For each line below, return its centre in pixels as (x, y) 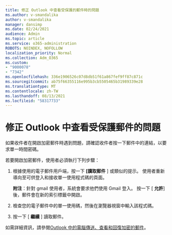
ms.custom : (17, 63)
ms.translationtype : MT (31, 86)
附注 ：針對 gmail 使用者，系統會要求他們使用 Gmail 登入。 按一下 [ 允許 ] (89, 188)
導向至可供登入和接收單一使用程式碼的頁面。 (60, 178)
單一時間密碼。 (25, 149)
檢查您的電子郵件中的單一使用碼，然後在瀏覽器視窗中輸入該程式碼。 (84, 206)
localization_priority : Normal (39, 53)
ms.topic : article (25, 39)
